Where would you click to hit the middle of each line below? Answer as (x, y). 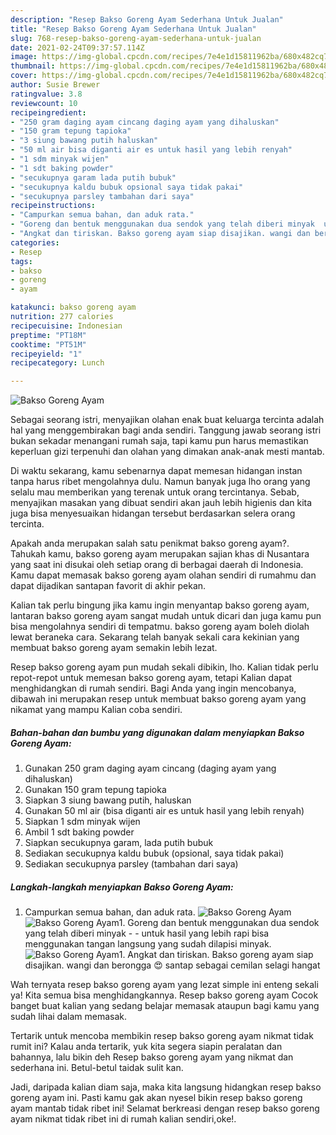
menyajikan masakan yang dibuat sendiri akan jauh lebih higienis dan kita (161, 503)
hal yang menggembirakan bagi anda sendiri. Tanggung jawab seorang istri (166, 430)
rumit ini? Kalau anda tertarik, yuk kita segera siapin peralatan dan (146, 1047)
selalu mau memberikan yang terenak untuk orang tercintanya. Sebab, (155, 492)
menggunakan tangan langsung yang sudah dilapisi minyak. (148, 944)
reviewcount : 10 (44, 103)
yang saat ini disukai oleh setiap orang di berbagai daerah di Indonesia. (157, 565)
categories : (35, 242)
